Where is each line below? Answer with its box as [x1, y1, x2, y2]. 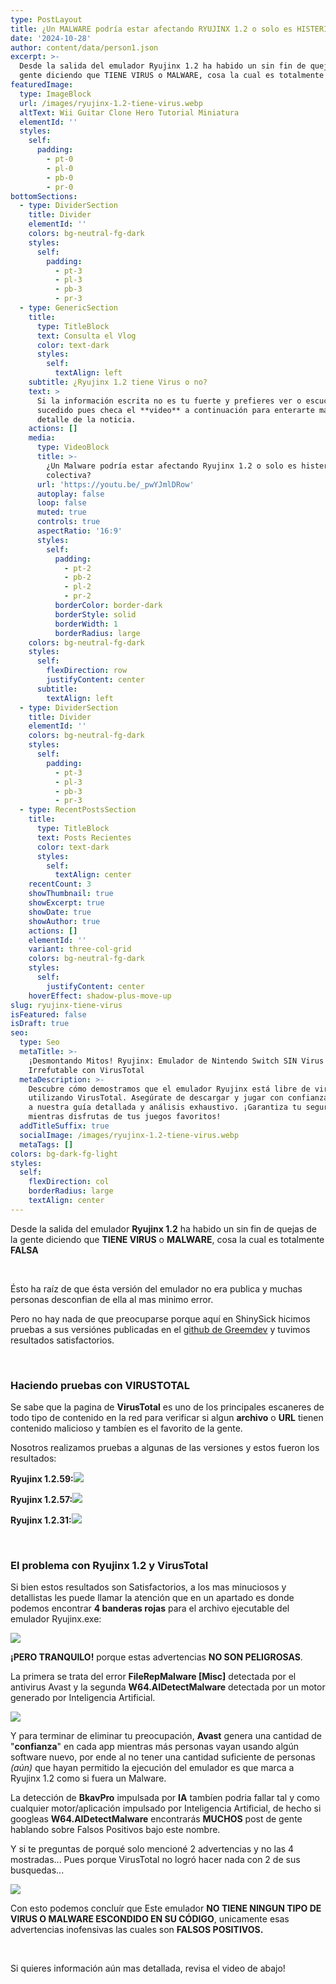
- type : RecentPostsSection [19, 805, 137, 815]
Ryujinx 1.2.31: [10, 1514, 72, 1526]
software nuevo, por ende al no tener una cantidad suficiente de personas [10, 1751, 316, 1763]
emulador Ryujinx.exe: [10, 1613, 102, 1625]
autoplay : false [36, 489, 105, 499]
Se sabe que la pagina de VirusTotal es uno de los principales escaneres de [10, 1401, 325, 1413]
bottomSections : [10, 191, 78, 201]
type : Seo [19, 1037, 60, 1048]
